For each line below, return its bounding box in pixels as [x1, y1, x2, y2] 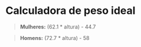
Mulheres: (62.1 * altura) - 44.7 [19, 23, 96, 30]
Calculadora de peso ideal [5, 4, 136, 17]
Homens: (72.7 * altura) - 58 [19, 34, 90, 41]
